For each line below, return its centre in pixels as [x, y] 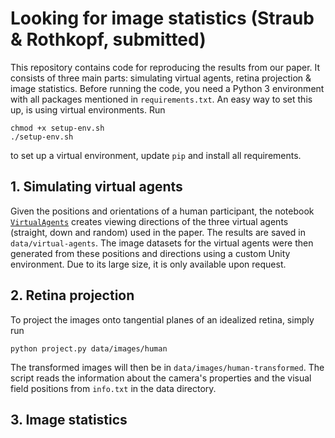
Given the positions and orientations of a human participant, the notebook [162, 211]
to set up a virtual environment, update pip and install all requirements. [156, 155]
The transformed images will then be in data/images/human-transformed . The [167, 367]
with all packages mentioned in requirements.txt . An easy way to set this [161, 99]
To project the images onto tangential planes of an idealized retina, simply [162, 319]
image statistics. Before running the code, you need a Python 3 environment [167, 88]
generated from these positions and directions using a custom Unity [150, 253]
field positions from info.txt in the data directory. [113, 388]
